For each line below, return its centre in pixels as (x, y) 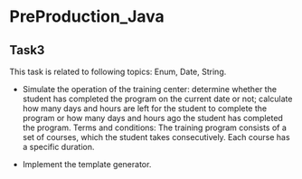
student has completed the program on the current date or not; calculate (157, 99)
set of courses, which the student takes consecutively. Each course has (156, 137)
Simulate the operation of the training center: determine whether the (150, 89)
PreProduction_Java (87, 17)
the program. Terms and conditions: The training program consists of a (155, 127)
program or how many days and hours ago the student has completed (152, 118)
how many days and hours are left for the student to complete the (145, 108)
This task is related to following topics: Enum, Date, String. (118, 71)
